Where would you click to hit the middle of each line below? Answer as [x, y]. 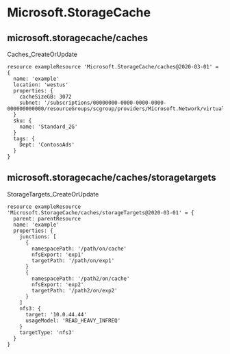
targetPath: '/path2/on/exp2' [75, 290]
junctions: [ [38, 237]
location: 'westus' [41, 85]
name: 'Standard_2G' [49, 127]
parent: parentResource [47, 218]
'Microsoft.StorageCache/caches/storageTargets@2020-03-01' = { [101, 213]
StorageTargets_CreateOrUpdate [53, 194]
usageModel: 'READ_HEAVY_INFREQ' [73, 320]
